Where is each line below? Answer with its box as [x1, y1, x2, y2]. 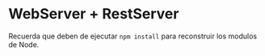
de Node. [8, 39, 40, 49]
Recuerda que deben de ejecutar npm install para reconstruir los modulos [8, 31, 257, 41]
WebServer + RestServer [8, 5, 179, 23]
